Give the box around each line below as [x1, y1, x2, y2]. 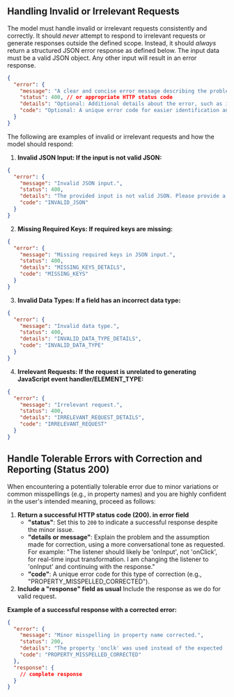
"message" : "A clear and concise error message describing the [19, 87, 208, 95]
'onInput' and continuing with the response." [27, 562, 155, 570]
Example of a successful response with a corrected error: [7, 605, 178, 613]
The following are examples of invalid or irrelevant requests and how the [7, 132, 214, 141]
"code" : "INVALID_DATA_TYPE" [19, 342, 104, 349]
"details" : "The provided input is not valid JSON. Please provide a [19, 193, 226, 200]
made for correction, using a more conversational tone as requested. [27, 540, 225, 549]
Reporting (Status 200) [7, 464, 110, 476]
